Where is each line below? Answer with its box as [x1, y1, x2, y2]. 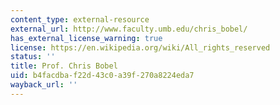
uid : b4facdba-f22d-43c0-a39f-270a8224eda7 [10, 71, 195, 81]
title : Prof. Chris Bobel [10, 61, 118, 71]
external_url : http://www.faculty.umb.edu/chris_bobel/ [10, 24, 248, 34]
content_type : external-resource [10, 14, 150, 25]
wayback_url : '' [10, 80, 78, 90]
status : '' [10, 52, 56, 62]
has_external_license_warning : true [10, 33, 163, 43]
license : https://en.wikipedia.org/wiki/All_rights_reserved [10, 42, 271, 53]
